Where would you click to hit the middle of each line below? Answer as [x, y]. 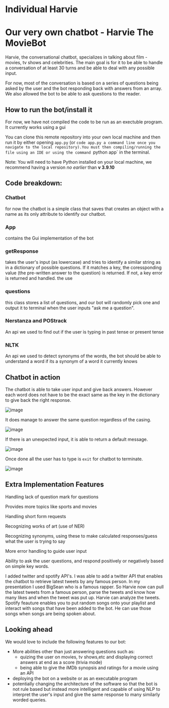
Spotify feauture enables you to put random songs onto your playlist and [80, 603]
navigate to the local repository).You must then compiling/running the [83, 147]
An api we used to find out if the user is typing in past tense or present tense [84, 332]
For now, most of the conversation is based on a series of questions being [82, 83]
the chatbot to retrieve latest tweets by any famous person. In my [73, 581]
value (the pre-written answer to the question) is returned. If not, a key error [84, 273]
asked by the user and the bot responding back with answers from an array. [84, 88]
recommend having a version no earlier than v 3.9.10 [60, 167]
